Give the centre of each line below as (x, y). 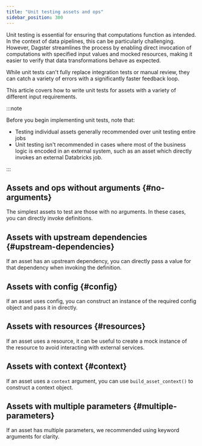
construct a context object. (40, 387)
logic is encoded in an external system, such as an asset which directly (103, 151)
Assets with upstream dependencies (77, 237)
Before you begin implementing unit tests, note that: (71, 120)
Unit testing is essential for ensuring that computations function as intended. (101, 34)
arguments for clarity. (33, 437)
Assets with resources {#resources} (76, 327)
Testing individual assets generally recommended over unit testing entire (105, 132)
